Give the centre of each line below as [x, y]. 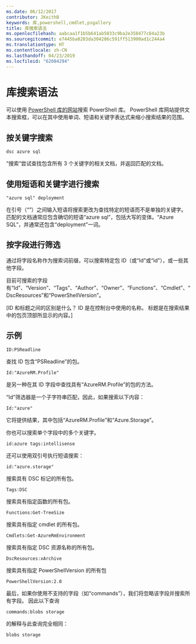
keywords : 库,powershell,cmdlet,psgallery [58, 23]
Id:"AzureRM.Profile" [33, 373]
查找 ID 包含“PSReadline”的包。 [44, 361]
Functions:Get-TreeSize [35, 512]
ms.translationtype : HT [35, 45]
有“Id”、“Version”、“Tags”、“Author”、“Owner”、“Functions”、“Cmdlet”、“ [98, 287]
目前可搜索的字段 [27, 280]
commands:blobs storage [35, 612]
